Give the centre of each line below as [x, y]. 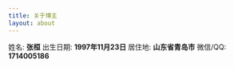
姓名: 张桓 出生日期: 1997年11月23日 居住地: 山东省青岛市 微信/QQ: [117, 47]
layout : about [32, 23]
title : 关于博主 [33, 16]
